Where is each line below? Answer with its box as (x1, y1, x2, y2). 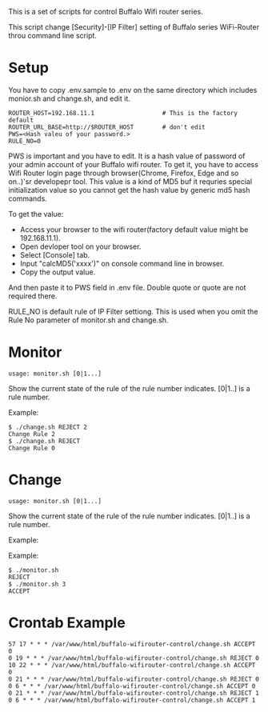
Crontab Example (8, 614, 126, 631)
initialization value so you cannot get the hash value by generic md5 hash (8, 185, 250, 194)
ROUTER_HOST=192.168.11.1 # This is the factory (8, 109, 238, 117)
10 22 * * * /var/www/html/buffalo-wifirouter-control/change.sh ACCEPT (8, 661, 256, 669)
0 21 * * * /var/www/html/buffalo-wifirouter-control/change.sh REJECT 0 (8, 675, 260, 683)
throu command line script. (8, 31, 98, 40)
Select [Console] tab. (19, 250, 90, 259)
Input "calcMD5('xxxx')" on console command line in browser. (19, 258, 225, 268)
